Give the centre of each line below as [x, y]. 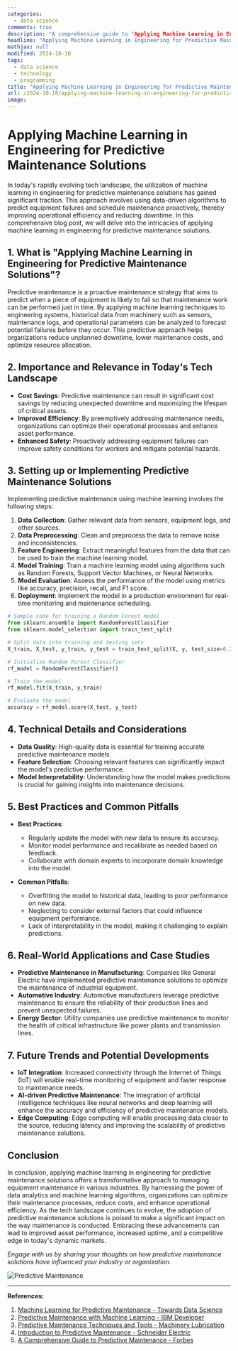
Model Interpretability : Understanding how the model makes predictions [124, 776]
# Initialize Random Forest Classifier [66, 662]
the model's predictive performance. [71, 769]
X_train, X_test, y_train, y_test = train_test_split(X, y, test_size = [115, 649]
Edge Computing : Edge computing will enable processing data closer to [123, 1118]
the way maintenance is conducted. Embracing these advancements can [113, 1225]
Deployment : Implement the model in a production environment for [115, 596]
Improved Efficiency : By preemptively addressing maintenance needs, [121, 418]
